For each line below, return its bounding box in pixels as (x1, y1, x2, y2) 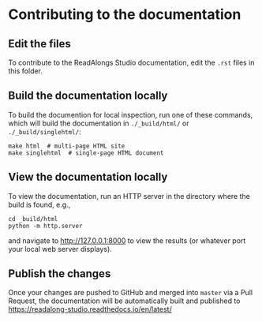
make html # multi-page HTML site (8, 142, 125, 150)
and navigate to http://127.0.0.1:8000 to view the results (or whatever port (8, 235, 246, 245)
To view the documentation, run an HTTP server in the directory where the (8, 191, 250, 200)
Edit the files (8, 37, 71, 51)
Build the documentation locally (8, 89, 168, 103)
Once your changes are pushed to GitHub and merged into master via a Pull (8, 288, 253, 298)
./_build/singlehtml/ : (8, 126, 81, 136)
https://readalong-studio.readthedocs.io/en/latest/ (8, 305, 172, 314)
